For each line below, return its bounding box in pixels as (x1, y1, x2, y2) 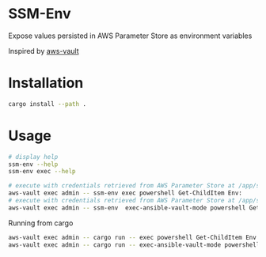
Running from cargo (8, 218, 74, 228)
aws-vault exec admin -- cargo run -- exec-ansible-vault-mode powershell (8, 240, 260, 249)
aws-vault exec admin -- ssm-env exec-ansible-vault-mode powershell (8, 203, 246, 212)
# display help (8, 153, 59, 161)
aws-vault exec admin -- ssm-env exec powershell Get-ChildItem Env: (8, 189, 243, 198)
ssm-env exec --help (8, 168, 77, 176)
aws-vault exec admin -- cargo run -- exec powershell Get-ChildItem (8, 233, 243, 241)
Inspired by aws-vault (8, 46, 79, 55)
